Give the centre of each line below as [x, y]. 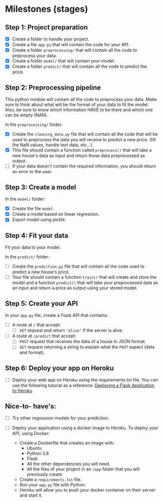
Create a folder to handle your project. [51, 39]
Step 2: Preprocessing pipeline [53, 87]
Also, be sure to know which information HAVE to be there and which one [79, 110]
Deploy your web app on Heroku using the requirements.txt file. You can [85, 380]
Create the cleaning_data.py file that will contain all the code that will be [85, 134]
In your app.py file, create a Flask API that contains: [57, 315]
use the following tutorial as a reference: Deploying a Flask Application [83, 385]
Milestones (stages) [47, 9]
